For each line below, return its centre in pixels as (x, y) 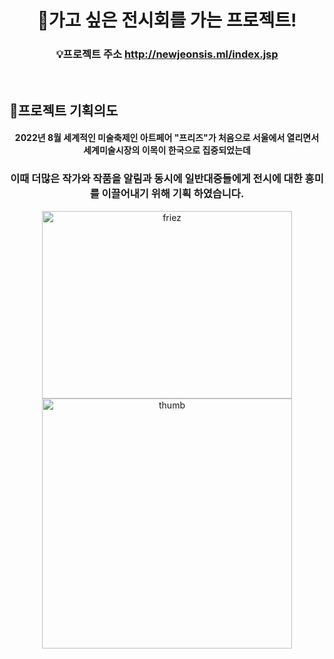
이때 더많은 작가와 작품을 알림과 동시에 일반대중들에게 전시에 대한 (156, 179)
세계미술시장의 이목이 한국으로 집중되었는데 (167, 150)
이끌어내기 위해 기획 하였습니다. (173, 194)
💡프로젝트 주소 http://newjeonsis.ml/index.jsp (167, 54)
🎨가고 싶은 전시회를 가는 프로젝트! (167, 20)
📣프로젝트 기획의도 (64, 110)
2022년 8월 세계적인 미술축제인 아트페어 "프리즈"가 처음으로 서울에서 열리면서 (167, 138)
